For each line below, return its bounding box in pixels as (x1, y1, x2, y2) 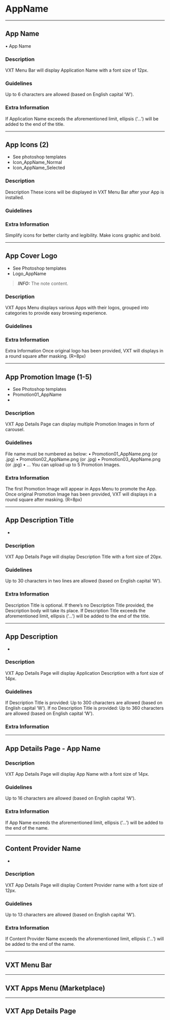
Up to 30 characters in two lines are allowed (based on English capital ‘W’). (5, 578, 162, 584)
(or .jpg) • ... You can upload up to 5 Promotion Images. (5, 462, 120, 468)
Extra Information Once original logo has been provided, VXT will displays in (5, 348, 163, 354)
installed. (5, 194, 24, 201)
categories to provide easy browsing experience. (5, 310, 108, 316)
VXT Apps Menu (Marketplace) (5, 983, 105, 993)
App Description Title (5, 516, 74, 524)
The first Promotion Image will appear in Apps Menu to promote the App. (5, 486, 157, 491)
